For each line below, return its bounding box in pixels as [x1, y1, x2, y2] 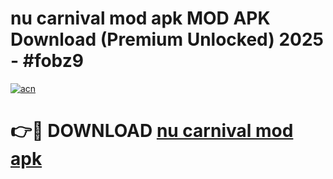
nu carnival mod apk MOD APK [10, 7, 271, 30]
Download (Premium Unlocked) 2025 [10, 28, 325, 51]
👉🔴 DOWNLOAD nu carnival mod [10, 120, 294, 142]
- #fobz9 [10, 50, 84, 72]
